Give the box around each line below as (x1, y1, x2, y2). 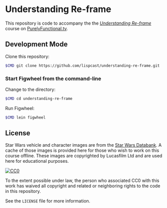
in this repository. (5, 188, 41, 194)
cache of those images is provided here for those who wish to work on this (5, 147, 159, 154)
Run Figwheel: (5, 105, 35, 111)
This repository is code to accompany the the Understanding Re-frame (5, 20, 151, 26)
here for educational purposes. (5, 158, 69, 164)
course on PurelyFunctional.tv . (5, 25, 68, 31)
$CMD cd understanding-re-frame (5, 96, 72, 101)
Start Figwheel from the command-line (5, 75, 101, 82)
